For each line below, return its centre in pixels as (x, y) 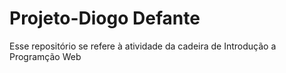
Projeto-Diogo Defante (105, 18)
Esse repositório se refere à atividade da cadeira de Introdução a (143, 46)
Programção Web (45, 56)
